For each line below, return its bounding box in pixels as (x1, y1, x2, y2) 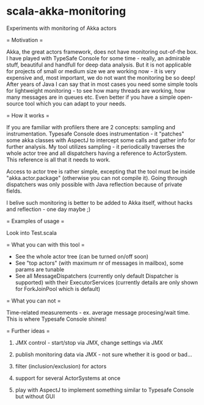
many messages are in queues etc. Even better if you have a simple (6, 93, 176, 101)
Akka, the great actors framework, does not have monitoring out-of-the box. (6, 48, 198, 56)
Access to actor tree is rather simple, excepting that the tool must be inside (6, 168, 195, 175)
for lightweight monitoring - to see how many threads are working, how (6, 87, 186, 94)
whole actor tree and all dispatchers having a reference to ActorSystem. (6, 149, 188, 157)
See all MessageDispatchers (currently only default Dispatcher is (15, 272, 179, 279)
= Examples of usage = (6, 217, 65, 224)
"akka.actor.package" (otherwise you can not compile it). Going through (6, 174, 188, 181)
